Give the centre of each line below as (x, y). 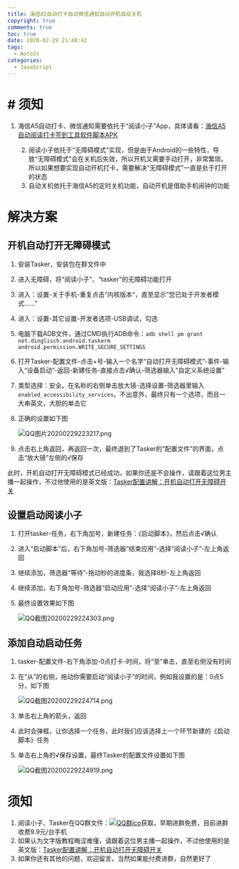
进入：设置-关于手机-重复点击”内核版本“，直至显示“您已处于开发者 (115, 294)
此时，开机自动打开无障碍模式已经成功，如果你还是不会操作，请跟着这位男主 (119, 472)
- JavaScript (33, 67)
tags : (15, 47)
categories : (25, 61)
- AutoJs (27, 54)
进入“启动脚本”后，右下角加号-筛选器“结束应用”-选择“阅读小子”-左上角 (120, 549)
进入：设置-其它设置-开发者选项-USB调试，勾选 (87, 318)
